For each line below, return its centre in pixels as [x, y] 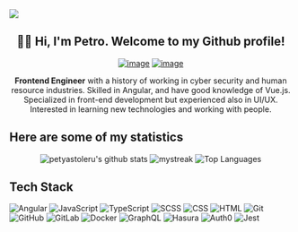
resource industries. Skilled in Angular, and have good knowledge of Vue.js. [151, 90]
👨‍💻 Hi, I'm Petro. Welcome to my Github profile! [151, 42]
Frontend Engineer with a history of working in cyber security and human [151, 81]
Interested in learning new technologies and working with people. [151, 109]
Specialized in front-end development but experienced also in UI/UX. [151, 99]
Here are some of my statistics [96, 137]
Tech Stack [41, 187]
